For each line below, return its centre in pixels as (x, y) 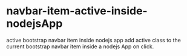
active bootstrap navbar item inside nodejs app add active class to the (94, 40)
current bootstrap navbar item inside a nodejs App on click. (80, 46)
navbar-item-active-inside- (77, 11)
